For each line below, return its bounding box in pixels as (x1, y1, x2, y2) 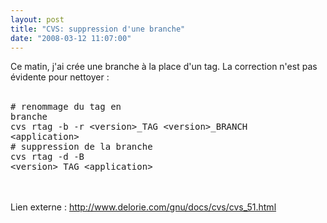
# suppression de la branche (10, 141, 153, 153)
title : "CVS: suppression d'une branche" (10, 24, 186, 34)
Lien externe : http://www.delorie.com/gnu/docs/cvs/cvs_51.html (10, 201, 277, 213)
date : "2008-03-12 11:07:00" (10, 33, 132, 43)
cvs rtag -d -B (10, 151, 85, 163)
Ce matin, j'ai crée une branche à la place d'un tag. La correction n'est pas (10, 61, 318, 73)
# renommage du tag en (10, 101, 122, 113)
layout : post (10, 14, 65, 25)
